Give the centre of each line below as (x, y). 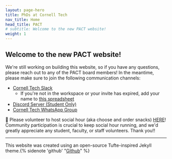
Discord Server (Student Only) (45, 104)
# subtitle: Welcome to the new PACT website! (56, 29)
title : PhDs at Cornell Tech (36, 15)
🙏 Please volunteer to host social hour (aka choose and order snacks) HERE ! (86, 120)
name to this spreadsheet (47, 98)
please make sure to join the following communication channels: (73, 78)
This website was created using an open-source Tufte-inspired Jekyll (79, 145)
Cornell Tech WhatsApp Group (45, 110)
